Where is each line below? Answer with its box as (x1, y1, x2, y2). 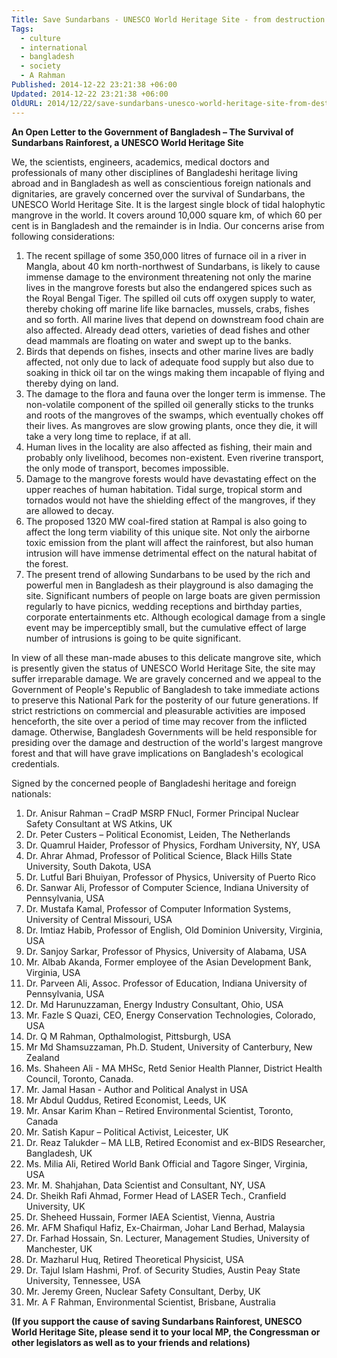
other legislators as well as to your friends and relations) (11, 1336, 251, 1348)
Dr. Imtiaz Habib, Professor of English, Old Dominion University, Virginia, (25, 924, 324, 936)
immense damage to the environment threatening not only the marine (25, 271, 312, 283)
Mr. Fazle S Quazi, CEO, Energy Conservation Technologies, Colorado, (25, 1009, 316, 1021)
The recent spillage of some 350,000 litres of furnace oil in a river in (25, 249, 307, 261)
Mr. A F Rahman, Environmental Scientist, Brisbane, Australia (25, 1296, 276, 1308)
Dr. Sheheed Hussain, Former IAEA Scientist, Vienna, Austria (25, 1211, 276, 1223)
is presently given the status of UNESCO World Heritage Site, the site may (11, 662, 316, 674)
